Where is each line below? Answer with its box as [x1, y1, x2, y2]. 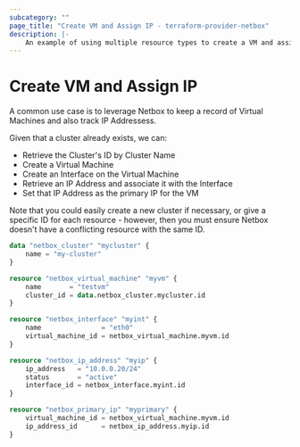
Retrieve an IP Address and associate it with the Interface [21, 178, 234, 189]
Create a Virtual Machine [21, 160, 114, 170]
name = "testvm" [25, 282, 110, 291]
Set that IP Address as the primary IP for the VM [21, 188, 199, 199]
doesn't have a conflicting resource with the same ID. [9, 224, 205, 235]
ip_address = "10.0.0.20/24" [25, 364, 142, 373]
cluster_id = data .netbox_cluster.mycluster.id [25, 291, 205, 300]
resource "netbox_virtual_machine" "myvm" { [9, 274, 178, 283]
